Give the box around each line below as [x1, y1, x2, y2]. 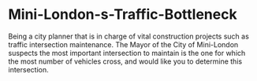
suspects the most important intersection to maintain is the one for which [8, 48, 246, 57]
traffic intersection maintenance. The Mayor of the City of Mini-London [8, 39, 239, 49]
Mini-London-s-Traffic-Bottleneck [8, 6, 238, 24]
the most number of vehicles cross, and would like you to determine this [8, 57, 243, 66]
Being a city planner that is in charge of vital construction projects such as [8, 31, 250, 41]
